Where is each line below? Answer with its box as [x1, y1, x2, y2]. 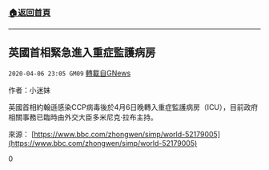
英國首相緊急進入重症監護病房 [8, 46, 156, 59]
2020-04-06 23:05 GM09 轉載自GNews [8, 68, 131, 78]
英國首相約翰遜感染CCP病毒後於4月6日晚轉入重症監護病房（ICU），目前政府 [8, 103, 259, 112]
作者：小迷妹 [8, 86, 50, 95]
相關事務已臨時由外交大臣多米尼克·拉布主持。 [8, 112, 159, 122]
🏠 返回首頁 [8, 6, 51, 18]
